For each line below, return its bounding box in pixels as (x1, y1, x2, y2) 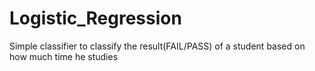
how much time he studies (9, 50, 119, 62)
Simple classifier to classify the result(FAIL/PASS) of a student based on (9, 40, 306, 52)
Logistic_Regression (9, 7, 182, 30)
